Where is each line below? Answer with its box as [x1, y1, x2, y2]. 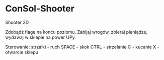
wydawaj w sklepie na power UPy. [5, 34, 76, 40]
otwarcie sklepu [5, 49, 39, 55]
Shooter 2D [5, 19, 29, 25]
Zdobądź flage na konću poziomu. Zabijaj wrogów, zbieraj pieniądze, [5, 29, 148, 35]
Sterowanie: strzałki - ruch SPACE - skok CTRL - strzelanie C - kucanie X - [5, 44, 159, 50]
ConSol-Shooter [5, 3, 74, 14]
